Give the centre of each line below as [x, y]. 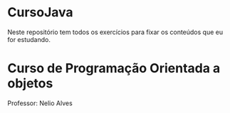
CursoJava [40, 12]
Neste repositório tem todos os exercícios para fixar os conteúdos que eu [115, 32]
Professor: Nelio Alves [40, 103]
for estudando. [29, 39]
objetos [30, 84]
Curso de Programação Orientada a [114, 69]
